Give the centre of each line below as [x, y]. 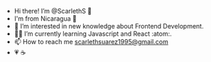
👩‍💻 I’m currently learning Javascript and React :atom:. [93, 33]
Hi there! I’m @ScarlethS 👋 [53, 11]
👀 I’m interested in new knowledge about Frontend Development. [109, 26]
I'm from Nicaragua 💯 [45, 19]
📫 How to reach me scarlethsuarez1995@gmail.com [91, 42]
